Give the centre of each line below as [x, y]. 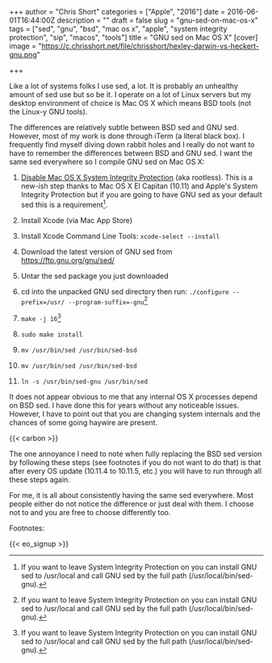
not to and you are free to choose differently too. [90, 512]
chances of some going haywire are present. [84, 422]
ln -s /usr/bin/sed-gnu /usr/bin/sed [84, 382]
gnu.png [23, 55]
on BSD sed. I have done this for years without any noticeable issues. [124, 405]
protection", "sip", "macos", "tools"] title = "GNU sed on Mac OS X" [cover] [134, 37]
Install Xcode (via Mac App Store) [76, 220]
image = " [25, 46]
